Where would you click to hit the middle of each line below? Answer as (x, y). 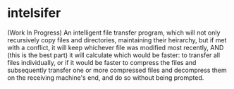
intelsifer (34, 13)
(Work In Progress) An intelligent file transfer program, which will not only (114, 32)
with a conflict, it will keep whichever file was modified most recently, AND (116, 47)
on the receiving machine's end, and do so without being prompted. (106, 77)
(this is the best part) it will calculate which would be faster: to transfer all (114, 55)
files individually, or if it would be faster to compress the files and (102, 62)
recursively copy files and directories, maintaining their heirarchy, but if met (117, 40)
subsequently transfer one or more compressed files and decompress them (117, 70)
